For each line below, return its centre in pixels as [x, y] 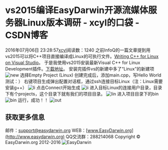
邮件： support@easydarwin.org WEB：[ [46, 130]
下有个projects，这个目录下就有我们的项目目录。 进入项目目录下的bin [82, 93]
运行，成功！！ [33, 100]
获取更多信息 [25, 117]
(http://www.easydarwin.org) [35, 136]
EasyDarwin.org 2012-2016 [33, 142]
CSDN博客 [27, 35]
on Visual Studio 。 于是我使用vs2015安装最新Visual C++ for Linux [73, 62]
